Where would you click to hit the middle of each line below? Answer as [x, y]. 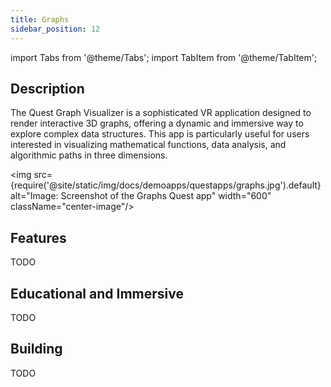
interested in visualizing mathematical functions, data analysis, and [148, 145]
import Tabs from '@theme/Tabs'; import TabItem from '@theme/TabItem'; [164, 57]
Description [47, 88]
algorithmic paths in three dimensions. [89, 155]
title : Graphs [40, 19]
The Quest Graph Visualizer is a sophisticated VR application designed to [161, 113]
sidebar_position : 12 [55, 29]
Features [38, 237]
